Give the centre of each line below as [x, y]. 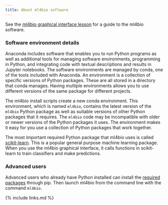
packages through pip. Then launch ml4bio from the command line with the [83, 183]
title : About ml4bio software [37, 10]
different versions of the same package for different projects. [68, 91]
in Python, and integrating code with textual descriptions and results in [78, 64]
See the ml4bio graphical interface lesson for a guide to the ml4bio [74, 24]
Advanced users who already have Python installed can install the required [83, 177]
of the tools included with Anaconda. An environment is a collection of [78, 75]
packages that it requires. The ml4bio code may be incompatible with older [82, 117]
